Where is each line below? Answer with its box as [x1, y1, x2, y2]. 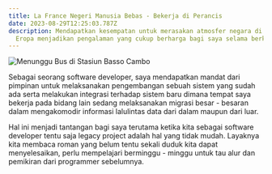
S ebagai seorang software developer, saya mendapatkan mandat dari [8, 72, 240, 82]
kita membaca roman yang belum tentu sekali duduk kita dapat [8, 139, 219, 150]
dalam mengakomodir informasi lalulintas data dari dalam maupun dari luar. [8, 107, 259, 117]
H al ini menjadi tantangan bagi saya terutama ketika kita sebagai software [8, 122, 254, 132]
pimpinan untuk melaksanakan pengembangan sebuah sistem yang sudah [8, 81, 256, 91]
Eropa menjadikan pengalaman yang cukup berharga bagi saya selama [15, 34, 249, 43]
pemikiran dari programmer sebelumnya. [8, 157, 144, 167]
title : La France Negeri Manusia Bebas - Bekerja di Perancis [8, 11, 223, 20]
